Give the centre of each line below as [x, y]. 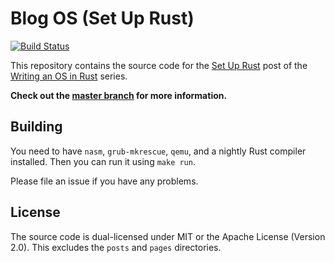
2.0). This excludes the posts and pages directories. [116, 247]
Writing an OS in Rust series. [69, 76]
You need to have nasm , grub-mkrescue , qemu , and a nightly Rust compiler [158, 151]
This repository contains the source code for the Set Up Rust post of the [159, 65]
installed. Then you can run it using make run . [103, 161]
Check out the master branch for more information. [119, 95]
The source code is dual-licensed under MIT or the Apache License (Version [168, 236]
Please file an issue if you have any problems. [104, 181]
